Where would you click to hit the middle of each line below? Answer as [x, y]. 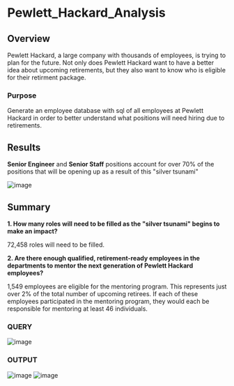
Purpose [22, 95]
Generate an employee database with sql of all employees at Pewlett [106, 111]
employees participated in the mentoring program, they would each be [108, 301]
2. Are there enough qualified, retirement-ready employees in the [104, 258]
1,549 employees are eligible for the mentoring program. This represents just [117, 286]
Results [24, 147]
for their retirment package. [47, 77]
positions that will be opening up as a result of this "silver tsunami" [103, 171]
